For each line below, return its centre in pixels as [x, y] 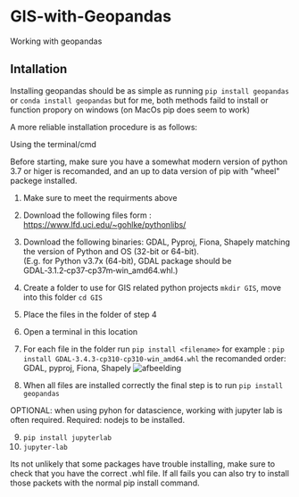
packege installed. [44, 180]
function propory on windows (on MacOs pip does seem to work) [130, 110]
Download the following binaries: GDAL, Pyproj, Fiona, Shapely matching [157, 242]
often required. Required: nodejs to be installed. [98, 419]
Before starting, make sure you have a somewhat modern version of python [149, 162]
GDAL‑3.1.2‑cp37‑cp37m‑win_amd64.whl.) [100, 270]
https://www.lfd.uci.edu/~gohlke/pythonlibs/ [104, 224]
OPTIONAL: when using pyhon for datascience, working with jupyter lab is [146, 410]
